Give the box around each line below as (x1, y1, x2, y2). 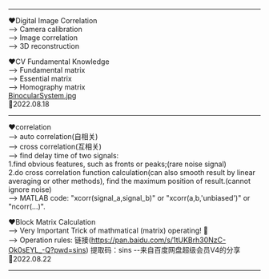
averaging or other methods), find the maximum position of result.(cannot (8, 177, 251, 185)
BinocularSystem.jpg (8, 91, 77, 100)
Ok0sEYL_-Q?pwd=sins (8, 245, 86, 254)
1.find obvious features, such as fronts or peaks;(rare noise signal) (8, 159, 227, 169)
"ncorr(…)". (8, 201, 46, 211)
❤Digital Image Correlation (8, 16, 98, 25)
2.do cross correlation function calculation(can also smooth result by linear (8, 168, 256, 177)
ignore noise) (8, 185, 52, 194)
